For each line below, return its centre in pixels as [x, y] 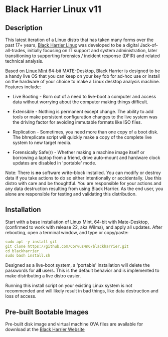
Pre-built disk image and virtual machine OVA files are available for [74, 324]
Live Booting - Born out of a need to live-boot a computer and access [84, 97]
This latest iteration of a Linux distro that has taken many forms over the [79, 40]
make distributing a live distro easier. [43, 276]
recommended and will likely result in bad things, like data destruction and [82, 291]
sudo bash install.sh [28, 256]
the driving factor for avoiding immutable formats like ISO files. [77, 122]
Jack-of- [149, 45]
